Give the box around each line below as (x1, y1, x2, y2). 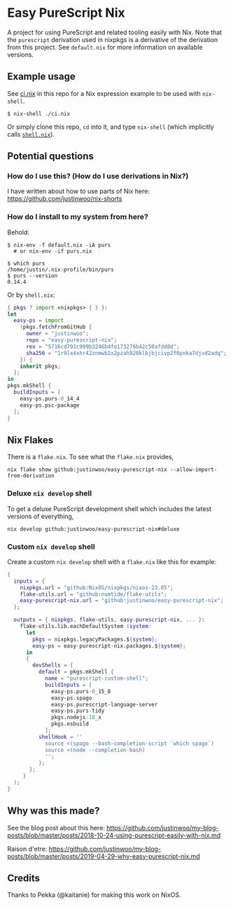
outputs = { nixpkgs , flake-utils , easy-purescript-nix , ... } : (13, 616, 205, 624)
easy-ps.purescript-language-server (51, 701, 158, 708)
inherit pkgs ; (20, 363, 61, 370)
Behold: (7, 228, 29, 236)
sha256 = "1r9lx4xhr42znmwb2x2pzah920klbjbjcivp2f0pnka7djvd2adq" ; (25, 349, 227, 356)
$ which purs (7, 260, 45, 267)
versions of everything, (7, 512, 74, 520)
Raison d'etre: (7, 844, 48, 853)
